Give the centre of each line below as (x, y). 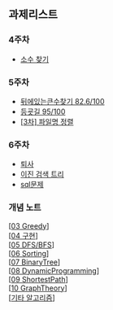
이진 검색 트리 (42, 174)
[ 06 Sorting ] (29, 253)
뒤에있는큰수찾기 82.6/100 (62, 101)
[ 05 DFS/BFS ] (32, 245)
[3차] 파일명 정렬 (47, 121)
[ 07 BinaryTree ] (35, 262)
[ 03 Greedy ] (29, 225)
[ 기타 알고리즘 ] (32, 297)
